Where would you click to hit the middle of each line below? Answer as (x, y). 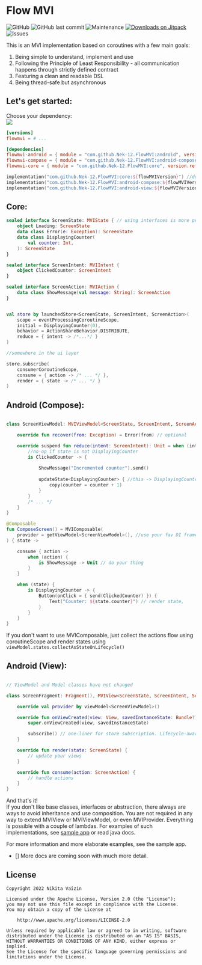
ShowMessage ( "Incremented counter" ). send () (93, 468)
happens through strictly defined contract (67, 69)
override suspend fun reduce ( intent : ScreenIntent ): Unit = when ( (103, 446)
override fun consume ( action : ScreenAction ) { (76, 772)
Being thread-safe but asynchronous (60, 82)
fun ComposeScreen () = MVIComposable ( (55, 530)
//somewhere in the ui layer (43, 353)
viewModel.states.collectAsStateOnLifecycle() (66, 648)
